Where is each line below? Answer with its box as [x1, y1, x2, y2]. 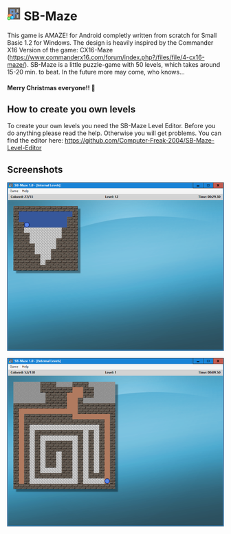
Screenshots [7, 163, 63, 175]
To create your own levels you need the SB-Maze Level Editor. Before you [7, 122, 216, 130]
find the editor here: [7, 136, 64, 145]
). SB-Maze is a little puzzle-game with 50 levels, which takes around [24, 60, 221, 68]
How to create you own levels [7, 103, 136, 115]
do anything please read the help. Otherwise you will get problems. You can [7, 129, 222, 137]
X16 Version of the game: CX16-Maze [7, 45, 113, 54]
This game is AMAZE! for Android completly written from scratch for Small [7, 31, 217, 39]
